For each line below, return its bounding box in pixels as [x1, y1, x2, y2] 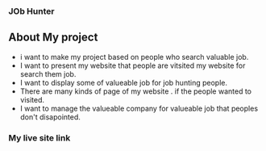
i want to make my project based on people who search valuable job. [19, 52, 249, 61]
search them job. [19, 69, 77, 78]
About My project [8, 31, 98, 44]
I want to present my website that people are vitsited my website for [19, 61, 246, 70]
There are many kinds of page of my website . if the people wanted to [19, 86, 252, 96]
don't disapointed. [19, 111, 81, 122]
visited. [19, 94, 45, 104]
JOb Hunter [8, 6, 55, 17]
